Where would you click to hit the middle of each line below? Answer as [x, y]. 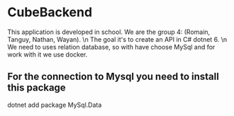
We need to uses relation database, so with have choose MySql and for [111, 47]
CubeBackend [50, 12]
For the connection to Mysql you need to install [113, 77]
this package [37, 88]
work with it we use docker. [48, 54]
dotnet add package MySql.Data [55, 105]
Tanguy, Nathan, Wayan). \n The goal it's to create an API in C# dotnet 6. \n [117, 39]
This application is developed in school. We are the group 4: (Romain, [109, 32]
